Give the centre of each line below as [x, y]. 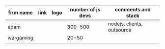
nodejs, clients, [125, 24]
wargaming [20, 38]
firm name [20, 13]
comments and [133, 9]
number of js [85, 9]
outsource [120, 30]
